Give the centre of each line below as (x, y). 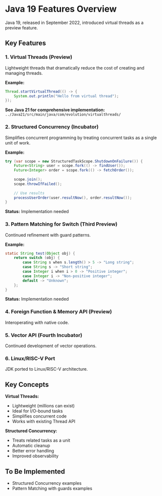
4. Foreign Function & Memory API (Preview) (59, 312)
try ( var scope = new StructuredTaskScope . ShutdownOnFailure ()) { (74, 161)
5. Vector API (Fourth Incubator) (44, 335)
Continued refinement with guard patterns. (48, 235)
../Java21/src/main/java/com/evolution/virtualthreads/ (63, 115)
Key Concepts (27, 385)
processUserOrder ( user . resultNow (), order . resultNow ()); (73, 198)
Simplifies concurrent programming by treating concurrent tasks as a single (81, 138)
